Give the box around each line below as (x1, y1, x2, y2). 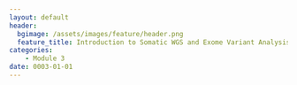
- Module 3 (25, 54, 65, 63)
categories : (9, 46, 53, 55)
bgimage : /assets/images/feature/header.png (17, 29, 184, 38)
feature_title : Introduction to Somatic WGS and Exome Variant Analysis (17, 37, 291, 47)
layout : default (9, 12, 69, 22)
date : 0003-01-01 (9, 63, 73, 72)
